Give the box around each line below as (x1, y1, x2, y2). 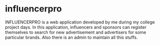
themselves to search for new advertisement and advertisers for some (5, 29, 146, 35)
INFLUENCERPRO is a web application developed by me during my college (5, 19, 155, 25)
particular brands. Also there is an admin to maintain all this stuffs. (5, 34, 138, 40)
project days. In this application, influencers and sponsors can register (5, 24, 147, 30)
